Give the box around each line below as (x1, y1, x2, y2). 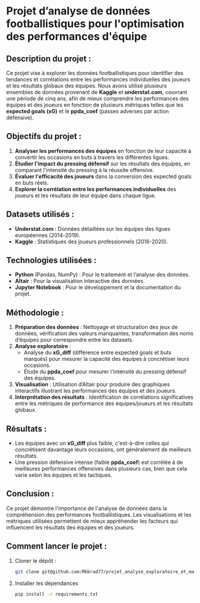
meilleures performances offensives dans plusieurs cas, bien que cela (14, 465, 187, 472)
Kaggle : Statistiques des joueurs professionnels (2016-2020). (14, 238, 168, 245)
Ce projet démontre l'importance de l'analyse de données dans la (6, 505, 167, 512)
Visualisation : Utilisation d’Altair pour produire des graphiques (14, 381, 170, 388)
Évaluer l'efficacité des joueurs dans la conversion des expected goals (14, 173, 192, 180)
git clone (14, 568, 40, 575)
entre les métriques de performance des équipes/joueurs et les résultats (14, 400, 193, 407)
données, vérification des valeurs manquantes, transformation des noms (14, 330, 194, 337)
